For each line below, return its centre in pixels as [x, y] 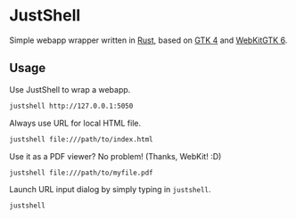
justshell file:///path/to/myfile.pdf [81, 173]
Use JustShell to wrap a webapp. [70, 89]
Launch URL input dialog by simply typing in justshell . [110, 190]
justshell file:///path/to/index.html [81, 139]
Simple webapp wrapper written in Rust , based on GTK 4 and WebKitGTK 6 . [148, 40]
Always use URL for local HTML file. [75, 123]
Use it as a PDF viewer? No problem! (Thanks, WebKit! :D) [115, 156]
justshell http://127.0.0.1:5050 [71, 106]
